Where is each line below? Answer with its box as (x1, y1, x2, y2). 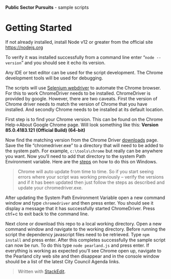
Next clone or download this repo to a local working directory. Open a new (5, 220, 162, 227)
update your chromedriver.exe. (17, 184, 83, 190)
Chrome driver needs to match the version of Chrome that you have (5, 101, 148, 107)
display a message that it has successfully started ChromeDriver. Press (5, 205, 155, 211)
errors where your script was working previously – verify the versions (17, 174, 164, 180)
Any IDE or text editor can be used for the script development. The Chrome (5, 69, 163, 75)
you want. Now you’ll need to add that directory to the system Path (5, 153, 146, 159)
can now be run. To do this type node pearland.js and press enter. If (5, 242, 150, 248)
